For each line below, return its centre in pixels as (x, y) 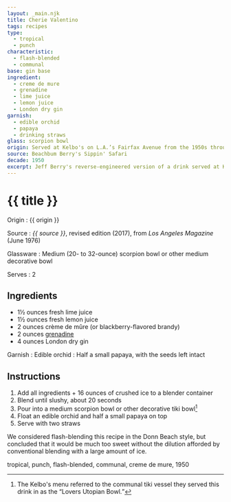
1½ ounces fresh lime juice (55, 312)
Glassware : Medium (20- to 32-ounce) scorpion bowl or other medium (108, 253)
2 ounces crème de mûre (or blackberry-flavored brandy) (98, 327)
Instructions (34, 376)
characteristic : (30, 52)
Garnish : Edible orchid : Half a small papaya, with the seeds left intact (106, 355)
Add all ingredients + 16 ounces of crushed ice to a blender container (115, 393)
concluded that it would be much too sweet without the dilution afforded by (113, 444)
